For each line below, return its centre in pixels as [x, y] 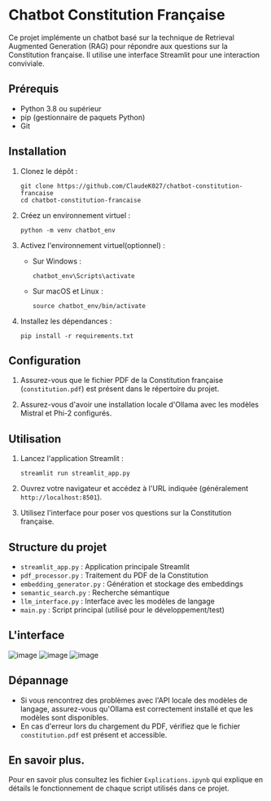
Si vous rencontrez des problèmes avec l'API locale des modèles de [134, 700]
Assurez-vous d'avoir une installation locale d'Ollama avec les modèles [139, 405]
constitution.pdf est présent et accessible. [94, 734]
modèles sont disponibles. [64, 717]
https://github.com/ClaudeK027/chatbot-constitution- [150, 186]
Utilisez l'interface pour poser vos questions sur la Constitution [126, 513]
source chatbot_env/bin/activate [89, 306]
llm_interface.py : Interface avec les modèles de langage [118, 601]
